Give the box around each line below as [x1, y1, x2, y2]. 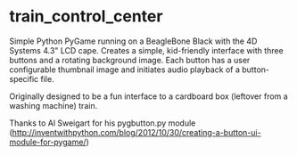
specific [9, 73, 39, 84]
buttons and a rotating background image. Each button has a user [9, 54, 251, 65]
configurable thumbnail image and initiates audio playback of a [9, 64, 241, 75]
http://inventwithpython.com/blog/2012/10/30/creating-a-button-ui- [12, 127, 261, 137]
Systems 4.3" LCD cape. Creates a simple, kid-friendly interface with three [9, 45, 284, 55]
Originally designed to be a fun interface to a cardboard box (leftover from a [9, 91, 288, 102]
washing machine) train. [9, 100, 98, 111]
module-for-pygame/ [9, 136, 87, 147]
